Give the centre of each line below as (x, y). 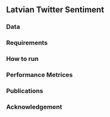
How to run (22, 59)
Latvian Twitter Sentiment (55, 10)
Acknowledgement (34, 107)
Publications (25, 91)
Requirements (27, 43)
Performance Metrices (40, 75)
